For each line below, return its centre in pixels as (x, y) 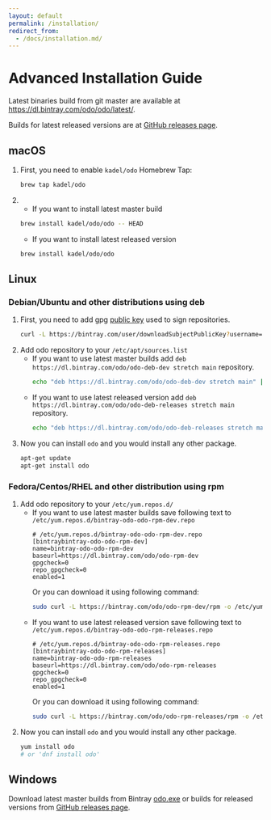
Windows (33, 779)
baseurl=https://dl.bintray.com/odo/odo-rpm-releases (124, 665)
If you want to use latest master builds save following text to (131, 512)
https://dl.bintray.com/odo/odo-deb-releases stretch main (133, 405)
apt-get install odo (54, 466)
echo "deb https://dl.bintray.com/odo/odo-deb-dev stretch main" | (148, 382)
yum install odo (47, 746)
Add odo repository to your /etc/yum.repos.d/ (96, 504)
